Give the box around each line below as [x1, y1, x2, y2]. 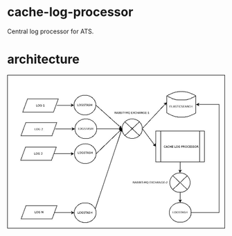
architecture [7, 51, 80, 67]
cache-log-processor [7, 4, 134, 20]
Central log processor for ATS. [7, 27, 94, 35]
